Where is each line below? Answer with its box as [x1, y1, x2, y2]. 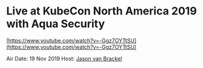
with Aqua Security [6, 17, 105, 31]
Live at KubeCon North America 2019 [6, 4, 197, 18]
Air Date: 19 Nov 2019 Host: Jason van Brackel [6, 55, 122, 62]
